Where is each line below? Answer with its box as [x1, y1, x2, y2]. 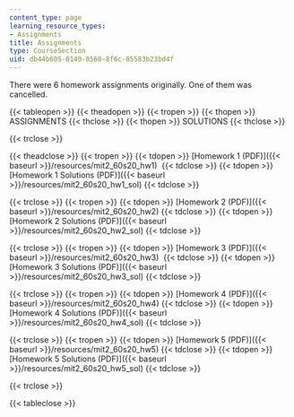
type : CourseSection [9, 47, 87, 56]
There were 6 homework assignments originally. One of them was [9, 80, 253, 90]
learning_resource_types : [9, 22, 106, 30]
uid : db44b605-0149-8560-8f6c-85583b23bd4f [9, 55, 175, 64]
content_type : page [9, 13, 82, 22]
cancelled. [9, 89, 48, 100]
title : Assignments [9, 38, 82, 48]
